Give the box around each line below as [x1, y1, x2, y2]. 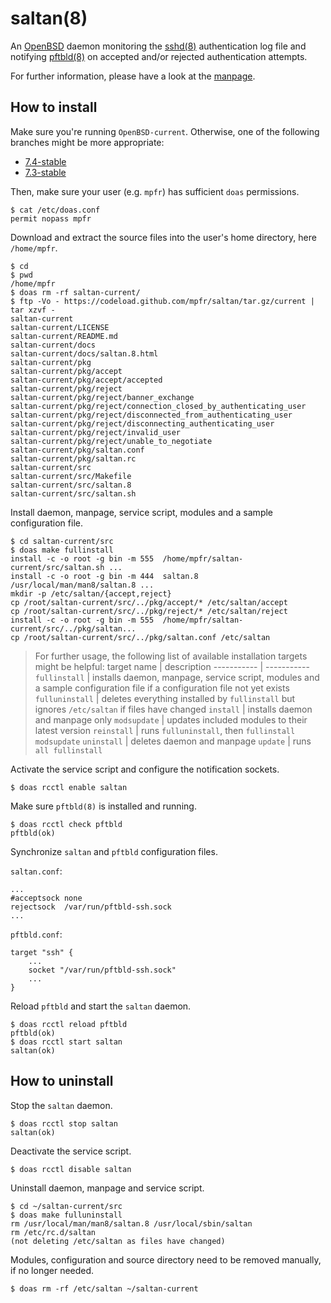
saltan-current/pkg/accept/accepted [10, 375, 163, 385]
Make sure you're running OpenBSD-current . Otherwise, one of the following [10, 125, 320, 137]
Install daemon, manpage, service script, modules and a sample [10, 506, 274, 518]
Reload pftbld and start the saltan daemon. [10, 1000, 192, 1012]
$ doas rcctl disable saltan [10, 1164, 132, 1174]
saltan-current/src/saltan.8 [10, 480, 132, 490]
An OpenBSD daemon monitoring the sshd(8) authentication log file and [10, 40, 307, 52]
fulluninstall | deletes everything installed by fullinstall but [34, 692, 296, 704]
